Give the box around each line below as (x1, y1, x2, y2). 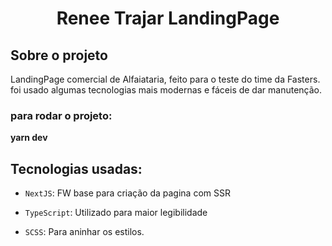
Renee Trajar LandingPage (56, 7, 280, 30)
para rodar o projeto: (10, 108, 113, 122)
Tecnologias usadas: (10, 160, 143, 177)
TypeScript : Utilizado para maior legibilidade (24, 207, 208, 219)
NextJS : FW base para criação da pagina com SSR (24, 187, 231, 199)
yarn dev (10, 132, 48, 144)
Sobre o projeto (10, 47, 108, 64)
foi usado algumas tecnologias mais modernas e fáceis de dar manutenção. (10, 84, 322, 96)
